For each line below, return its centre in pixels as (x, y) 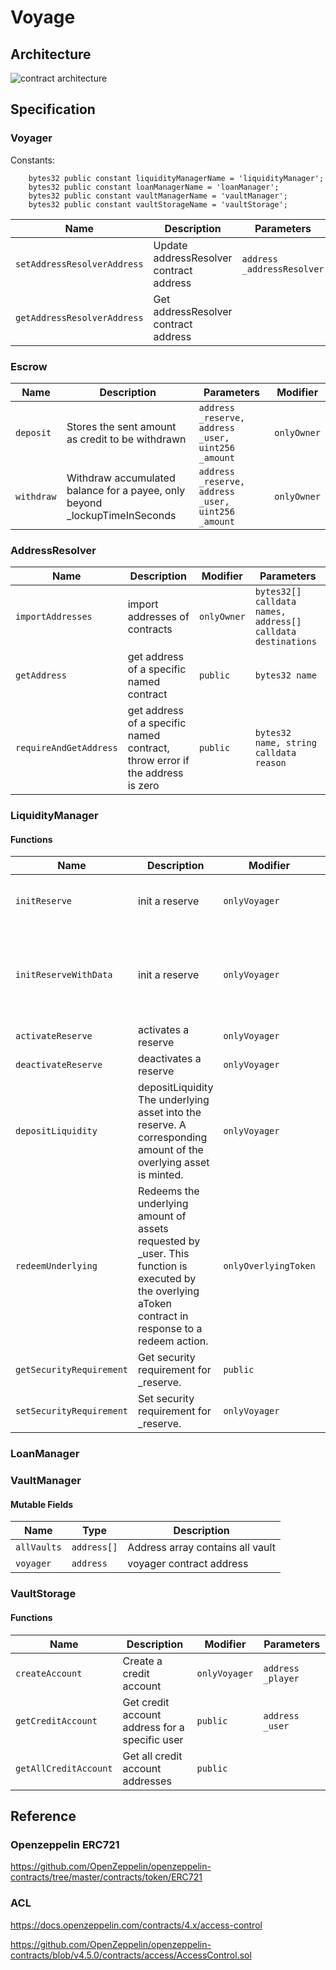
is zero (143, 786)
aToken (155, 1304)
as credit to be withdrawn (126, 439)
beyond (84, 503)
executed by (167, 1279)
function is (163, 1266)
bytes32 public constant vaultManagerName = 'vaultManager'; (158, 196)
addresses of (158, 617)
